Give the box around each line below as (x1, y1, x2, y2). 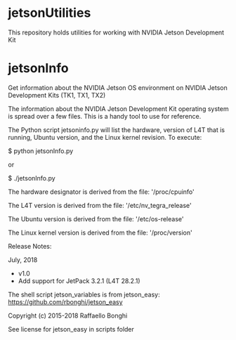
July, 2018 (8, 255, 38, 264)
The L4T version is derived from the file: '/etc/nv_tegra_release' (8, 201, 192, 209)
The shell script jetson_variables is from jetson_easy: (8, 290, 160, 299)
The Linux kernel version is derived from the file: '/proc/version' (8, 228, 192, 237)
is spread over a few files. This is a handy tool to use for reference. (8, 112, 202, 120)
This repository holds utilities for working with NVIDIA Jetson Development (8, 28, 224, 37)
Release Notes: (8, 242, 52, 250)
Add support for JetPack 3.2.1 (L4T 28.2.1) (18, 276, 140, 285)
